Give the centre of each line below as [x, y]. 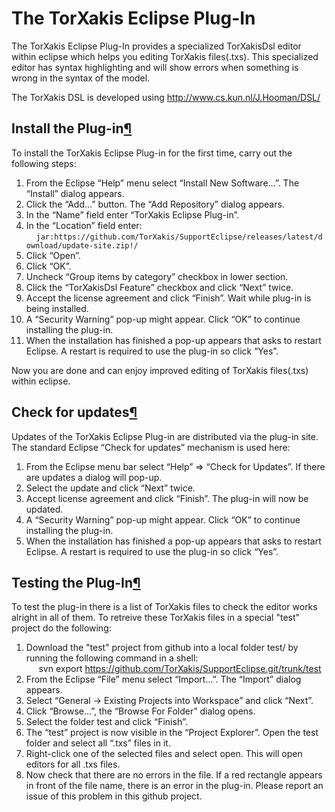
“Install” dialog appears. [75, 193]
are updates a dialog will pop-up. [94, 477]
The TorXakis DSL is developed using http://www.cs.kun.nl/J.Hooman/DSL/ [166, 97]
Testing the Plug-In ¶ [76, 582]
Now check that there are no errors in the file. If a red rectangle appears [174, 775]
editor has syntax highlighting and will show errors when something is [155, 67]
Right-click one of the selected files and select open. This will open [164, 754]
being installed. [57, 308]
